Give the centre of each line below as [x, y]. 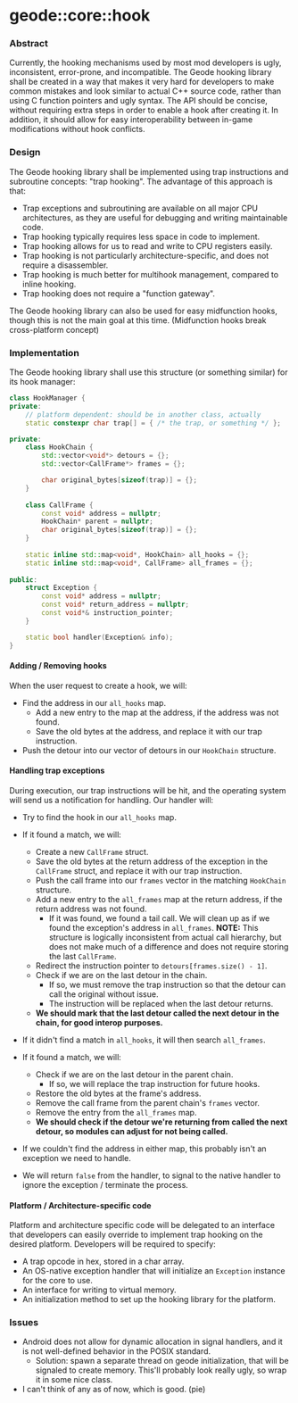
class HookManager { [48, 398]
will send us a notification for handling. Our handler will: [112, 800]
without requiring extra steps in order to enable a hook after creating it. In [144, 110]
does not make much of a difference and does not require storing [169, 946]
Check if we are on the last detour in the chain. [121, 975]
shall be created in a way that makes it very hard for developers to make [142, 82]
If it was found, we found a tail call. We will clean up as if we [159, 918]
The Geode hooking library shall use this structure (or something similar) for [149, 372]
